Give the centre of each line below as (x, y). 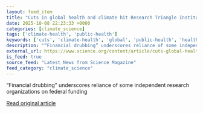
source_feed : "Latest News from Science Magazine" (71, 62)
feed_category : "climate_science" (50, 68)
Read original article (31, 103)
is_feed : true (24, 57)
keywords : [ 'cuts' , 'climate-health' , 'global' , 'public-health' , (92, 40)
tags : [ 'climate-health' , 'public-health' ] (62, 34)
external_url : (24, 51)
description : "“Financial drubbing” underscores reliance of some (92, 46)
